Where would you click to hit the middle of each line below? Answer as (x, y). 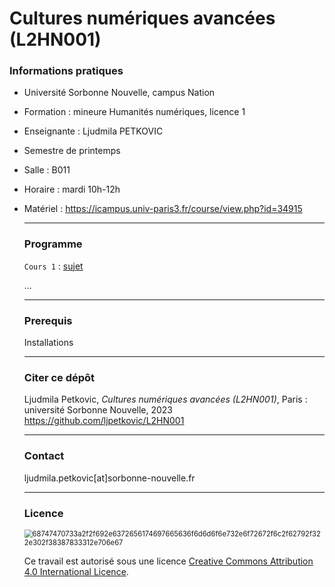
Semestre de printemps (72, 151)
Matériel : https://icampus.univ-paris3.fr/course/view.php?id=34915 (163, 209)
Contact (44, 456)
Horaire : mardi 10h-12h (72, 189)
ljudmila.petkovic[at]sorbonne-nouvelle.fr (109, 478)
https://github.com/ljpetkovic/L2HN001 (104, 421)
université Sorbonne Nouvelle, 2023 (98, 410)
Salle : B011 (47, 170)
